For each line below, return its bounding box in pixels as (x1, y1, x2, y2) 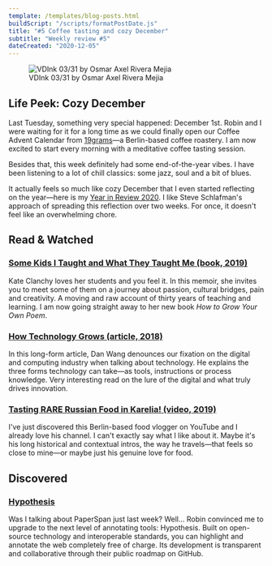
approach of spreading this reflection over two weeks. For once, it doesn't (8, 200, 257, 211)
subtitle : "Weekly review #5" (8, 34, 111, 43)
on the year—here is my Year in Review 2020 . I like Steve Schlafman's (8, 192, 243, 202)
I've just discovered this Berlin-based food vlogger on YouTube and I (8, 422, 238, 432)
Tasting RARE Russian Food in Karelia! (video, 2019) (8, 403, 217, 414)
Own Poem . (8, 310, 48, 320)
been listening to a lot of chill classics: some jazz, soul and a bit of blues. (8, 168, 252, 178)
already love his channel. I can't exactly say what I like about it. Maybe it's (8, 431, 256, 440)
